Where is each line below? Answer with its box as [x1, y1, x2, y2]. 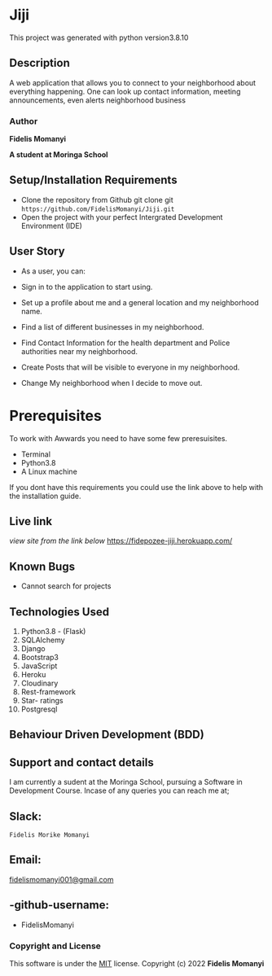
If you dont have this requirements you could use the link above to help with [9, 482, 264, 492]
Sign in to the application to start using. [20, 282, 153, 291]
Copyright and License [9, 940, 101, 952]
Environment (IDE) [20, 221, 82, 230]
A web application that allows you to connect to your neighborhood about [9, 77, 256, 87]
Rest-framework [20, 687, 77, 697]
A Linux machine [20, 466, 78, 476]
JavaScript [20, 661, 58, 671]
